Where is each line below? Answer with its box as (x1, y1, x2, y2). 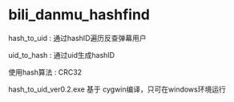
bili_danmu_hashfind (8, 6, 151, 24)
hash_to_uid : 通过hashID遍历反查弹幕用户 (8, 33, 147, 43)
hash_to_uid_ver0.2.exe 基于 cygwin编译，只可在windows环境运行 (8, 84, 226, 94)
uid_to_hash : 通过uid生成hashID (8, 50, 115, 59)
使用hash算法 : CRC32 (8, 67, 83, 77)
